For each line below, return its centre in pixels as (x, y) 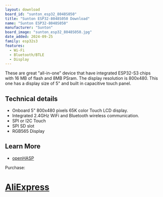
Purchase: (15, 167)
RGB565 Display (28, 131)
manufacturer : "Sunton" (29, 28)
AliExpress (27, 187)
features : (15, 46)
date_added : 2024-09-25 (29, 37)
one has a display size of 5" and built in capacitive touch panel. (68, 84)
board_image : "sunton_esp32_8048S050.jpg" (49, 32)
